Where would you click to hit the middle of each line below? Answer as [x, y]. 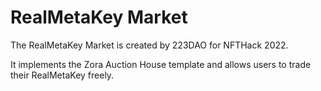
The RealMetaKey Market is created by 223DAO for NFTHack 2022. [149, 45]
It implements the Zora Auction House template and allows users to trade [161, 64]
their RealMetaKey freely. [62, 75]
